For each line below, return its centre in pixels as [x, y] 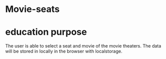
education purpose [46, 32]
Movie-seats [32, 9]
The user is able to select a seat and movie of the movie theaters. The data [83, 46]
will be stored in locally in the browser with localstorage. [64, 51]
